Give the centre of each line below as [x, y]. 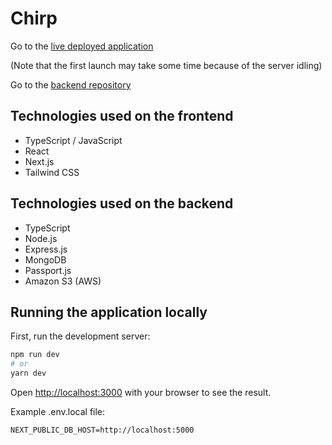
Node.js [41, 238]
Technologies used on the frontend [122, 116]
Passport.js [48, 270]
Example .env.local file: [58, 411]
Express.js [46, 249]
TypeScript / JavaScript [73, 140]
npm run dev [35, 355]
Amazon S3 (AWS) [63, 281]
